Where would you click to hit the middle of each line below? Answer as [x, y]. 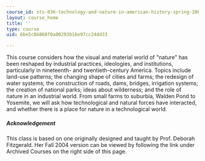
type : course [23, 29]
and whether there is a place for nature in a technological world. [87, 109]
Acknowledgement [31, 123]
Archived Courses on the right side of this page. [67, 152]
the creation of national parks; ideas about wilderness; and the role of [94, 90]
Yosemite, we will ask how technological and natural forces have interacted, [102, 103]
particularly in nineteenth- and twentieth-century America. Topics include [99, 70]
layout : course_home [33, 18]
